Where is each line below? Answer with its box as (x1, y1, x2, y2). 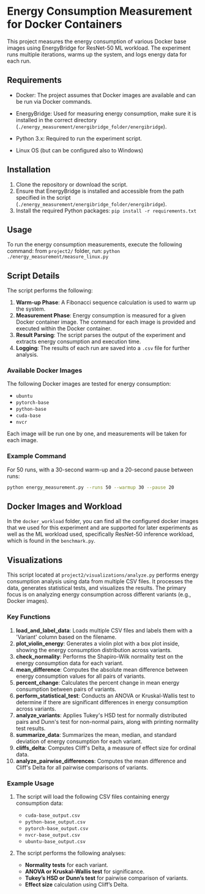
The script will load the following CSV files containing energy (15, 793, 170, 800)
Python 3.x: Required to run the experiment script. (15, 134, 143, 142)
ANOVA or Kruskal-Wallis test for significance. (24, 868, 145, 875)
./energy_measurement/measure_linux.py (7, 254, 109, 260)
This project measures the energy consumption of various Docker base (7, 37, 187, 45)
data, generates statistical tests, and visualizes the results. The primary (7, 585, 187, 592)
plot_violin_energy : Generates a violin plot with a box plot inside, (15, 640, 180, 647)
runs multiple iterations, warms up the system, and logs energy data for (7, 50, 187, 58)
